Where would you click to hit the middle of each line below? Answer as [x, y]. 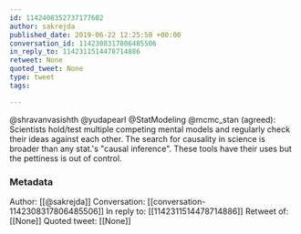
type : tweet [32, 77]
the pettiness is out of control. [66, 158]
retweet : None [36, 60]
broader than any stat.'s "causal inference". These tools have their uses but [150, 148]
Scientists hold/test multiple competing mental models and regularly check [150, 129]
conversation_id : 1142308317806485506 [83, 43]
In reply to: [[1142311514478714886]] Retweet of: [197, 211]
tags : [20, 86]
